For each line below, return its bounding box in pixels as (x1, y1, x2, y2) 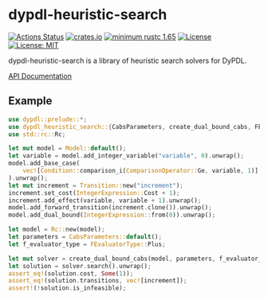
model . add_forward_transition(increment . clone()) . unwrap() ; (8, 204, 213, 212)
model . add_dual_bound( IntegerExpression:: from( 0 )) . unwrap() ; (8, 211, 216, 220)
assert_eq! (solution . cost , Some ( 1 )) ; (8, 269, 134, 278)
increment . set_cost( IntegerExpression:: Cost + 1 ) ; (8, 189, 180, 197)
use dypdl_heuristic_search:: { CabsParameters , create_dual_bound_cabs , (8, 123, 251, 131)
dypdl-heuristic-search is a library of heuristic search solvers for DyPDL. (8, 56, 247, 65)
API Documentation (8, 71, 72, 80)
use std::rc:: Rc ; (8, 130, 66, 138)
